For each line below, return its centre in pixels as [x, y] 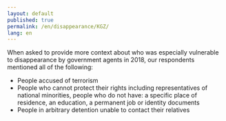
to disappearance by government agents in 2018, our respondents [101, 60]
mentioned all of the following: [50, 67]
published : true [30, 20]
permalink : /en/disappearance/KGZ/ [58, 26]
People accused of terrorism [58, 81]
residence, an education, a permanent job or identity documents [108, 103]
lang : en [20, 33]
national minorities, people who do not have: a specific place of [107, 95]
